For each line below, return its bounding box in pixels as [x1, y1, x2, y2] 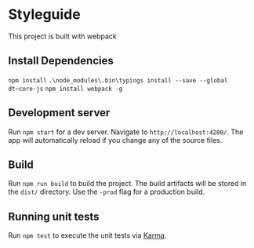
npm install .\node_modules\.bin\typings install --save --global [8, 76, 228, 84]
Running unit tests [8, 210, 100, 223]
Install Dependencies [8, 54, 114, 67]
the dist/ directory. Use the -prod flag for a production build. [8, 187, 205, 197]
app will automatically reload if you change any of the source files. [8, 135, 223, 144]
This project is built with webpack [8, 31, 118, 41]
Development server [8, 106, 111, 119]
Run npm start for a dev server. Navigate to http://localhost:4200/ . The [8, 127, 244, 137]
